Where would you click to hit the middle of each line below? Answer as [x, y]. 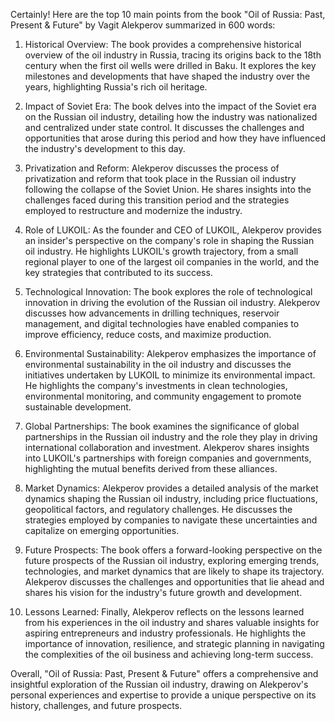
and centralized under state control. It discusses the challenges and [164, 127]
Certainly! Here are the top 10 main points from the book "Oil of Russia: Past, [168, 14]
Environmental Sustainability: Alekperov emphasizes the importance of [170, 353]
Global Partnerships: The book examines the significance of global [162, 426]
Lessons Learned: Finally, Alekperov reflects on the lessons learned [164, 612]
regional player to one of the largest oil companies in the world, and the [172, 262]
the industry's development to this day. [105, 148]
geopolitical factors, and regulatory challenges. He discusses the [158, 509]
